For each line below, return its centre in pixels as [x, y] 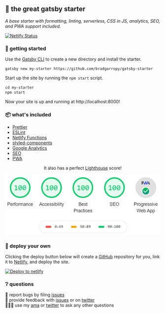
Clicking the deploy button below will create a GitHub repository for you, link [82, 257]
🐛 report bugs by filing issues [35, 295]
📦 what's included [28, 115]
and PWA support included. [33, 26]
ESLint [19, 132]
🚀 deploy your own [28, 246]
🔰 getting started [26, 48]
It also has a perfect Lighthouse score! [83, 168]
